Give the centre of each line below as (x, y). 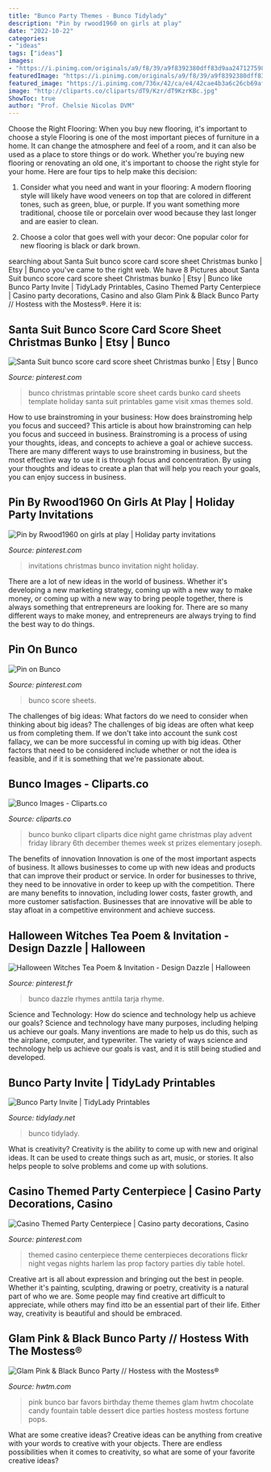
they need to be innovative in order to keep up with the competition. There (132, 885)
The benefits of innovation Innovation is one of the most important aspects (132, 859)
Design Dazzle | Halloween (77, 948)
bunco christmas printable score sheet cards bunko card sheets (134, 393)
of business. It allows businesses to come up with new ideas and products (132, 867)
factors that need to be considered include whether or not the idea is (123, 750)
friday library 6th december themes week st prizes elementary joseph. (145, 843)
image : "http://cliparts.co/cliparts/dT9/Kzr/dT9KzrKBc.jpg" (113, 91)
